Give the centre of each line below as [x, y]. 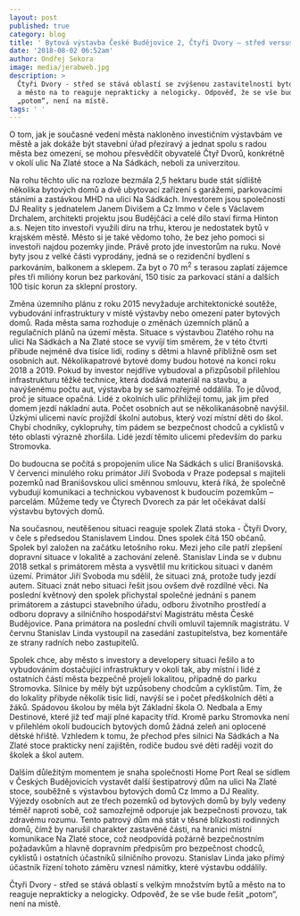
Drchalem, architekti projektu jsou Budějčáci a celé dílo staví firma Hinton [144, 218]
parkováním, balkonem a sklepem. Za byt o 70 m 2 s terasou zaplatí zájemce [149, 267]
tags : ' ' [28, 109]
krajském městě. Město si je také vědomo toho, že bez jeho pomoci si [137, 237]
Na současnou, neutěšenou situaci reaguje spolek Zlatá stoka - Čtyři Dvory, [148, 528]
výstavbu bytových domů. [57, 511]
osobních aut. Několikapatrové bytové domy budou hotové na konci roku [143, 360]
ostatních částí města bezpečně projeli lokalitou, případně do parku [133, 679]
